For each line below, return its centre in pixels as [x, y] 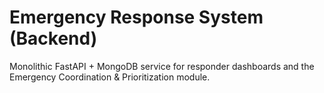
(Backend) [53, 38]
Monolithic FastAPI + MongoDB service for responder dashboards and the [162, 66]
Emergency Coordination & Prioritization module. [110, 77]
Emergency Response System [136, 17]
